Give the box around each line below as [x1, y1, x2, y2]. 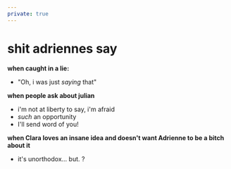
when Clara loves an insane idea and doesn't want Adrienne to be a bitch [7, 133, 225, 142]
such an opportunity [17, 112, 77, 120]
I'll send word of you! [17, 120, 79, 128]
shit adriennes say [7, 40, 118, 56]
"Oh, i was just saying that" [17, 77, 97, 86]
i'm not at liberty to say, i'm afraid [17, 105, 115, 113]
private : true [7, 10, 49, 18]
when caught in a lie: [7, 64, 70, 73]
